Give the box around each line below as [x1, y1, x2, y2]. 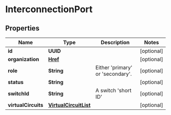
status [8, 79, 24, 85]
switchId [8, 90, 30, 97]
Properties [5, 24, 40, 33]
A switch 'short [95, 87, 132, 94]
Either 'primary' [95, 64, 133, 71]
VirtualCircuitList [48, 102, 91, 108]
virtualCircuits [8, 102, 43, 108]
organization [8, 56, 40, 63]
